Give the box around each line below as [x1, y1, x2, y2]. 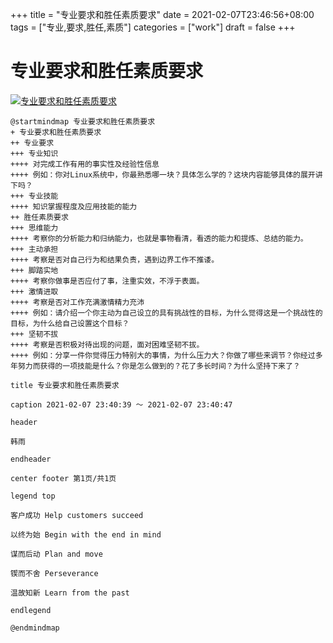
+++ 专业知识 [10, 148, 59, 158]
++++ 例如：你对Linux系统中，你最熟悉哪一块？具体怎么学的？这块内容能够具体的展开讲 [10, 169, 323, 180]
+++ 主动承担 [10, 244, 59, 254]
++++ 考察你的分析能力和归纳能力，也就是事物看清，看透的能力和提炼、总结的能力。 [10, 233, 308, 243]
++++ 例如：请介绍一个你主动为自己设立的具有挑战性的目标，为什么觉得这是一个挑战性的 [10, 308, 323, 318]
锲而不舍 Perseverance [10, 568, 99, 578]
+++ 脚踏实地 [10, 265, 59, 275]
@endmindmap [10, 623, 60, 633]
